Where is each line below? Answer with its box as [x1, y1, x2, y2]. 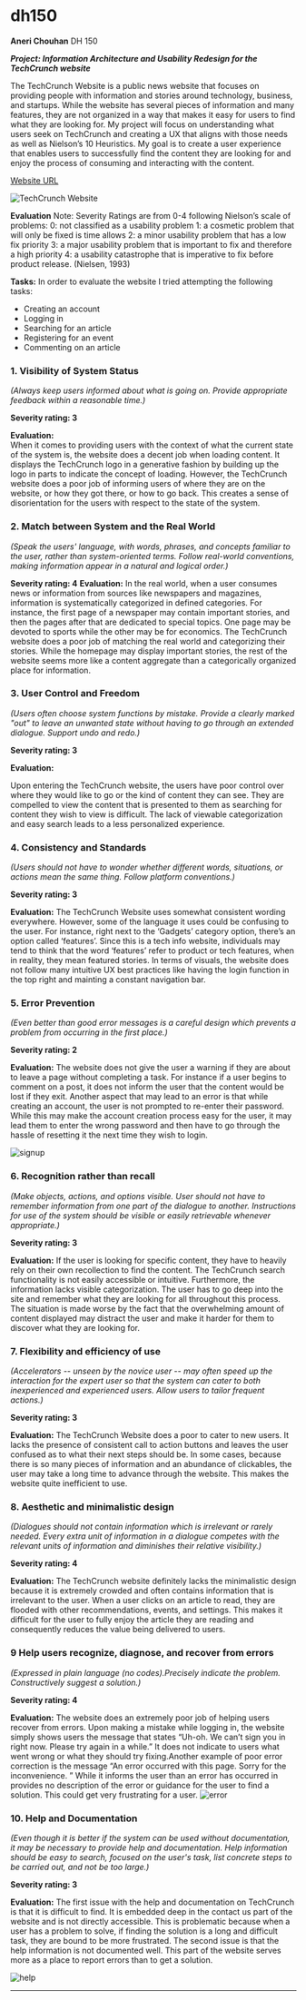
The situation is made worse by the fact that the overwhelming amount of [10, 1303, 285, 1314]
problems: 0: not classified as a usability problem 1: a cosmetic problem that [10, 220, 294, 231]
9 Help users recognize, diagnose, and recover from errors [10, 1647, 274, 1660]
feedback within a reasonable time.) [10, 395, 146, 406]
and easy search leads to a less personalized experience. [10, 818, 225, 829]
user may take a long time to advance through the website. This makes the [10, 1468, 290, 1480]
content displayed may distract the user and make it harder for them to [10, 1313, 275, 1324]
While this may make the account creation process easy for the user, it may [10, 1110, 292, 1121]
